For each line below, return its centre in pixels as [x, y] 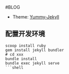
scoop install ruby [26, 45]
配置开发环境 [25, 34]
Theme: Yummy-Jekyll [36, 17]
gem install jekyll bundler [35, 50]
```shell [14, 67]
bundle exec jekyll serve [32, 63]
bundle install [21, 59]
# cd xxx [14, 54]
